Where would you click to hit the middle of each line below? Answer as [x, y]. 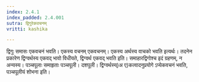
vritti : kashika [27, 29]
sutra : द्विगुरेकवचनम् [27, 23]
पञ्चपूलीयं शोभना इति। [28, 72]
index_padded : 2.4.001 [35, 18]
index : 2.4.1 [23, 12]
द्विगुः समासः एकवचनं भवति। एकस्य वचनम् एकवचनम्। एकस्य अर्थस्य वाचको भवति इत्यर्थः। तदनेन [99, 52]
